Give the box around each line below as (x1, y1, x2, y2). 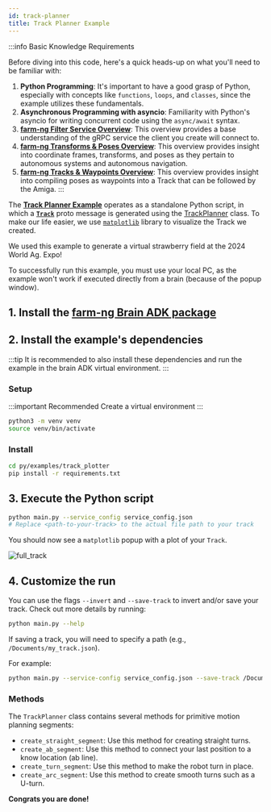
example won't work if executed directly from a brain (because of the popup (8, 273, 262, 283)
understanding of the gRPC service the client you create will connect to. (19, 132, 260, 142)
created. (8, 225, 36, 235)
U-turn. (19, 779, 45, 789)
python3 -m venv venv (8, 417, 81, 425)
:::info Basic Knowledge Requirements (8, 41, 135, 51)
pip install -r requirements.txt (8, 469, 121, 477)
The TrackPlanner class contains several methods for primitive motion (8, 711, 240, 722)
